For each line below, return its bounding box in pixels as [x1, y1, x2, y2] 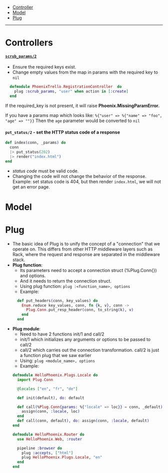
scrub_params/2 [5, 53, 37, 59]
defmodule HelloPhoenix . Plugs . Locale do [12, 372, 98, 378]
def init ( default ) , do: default [17, 395, 84, 400]
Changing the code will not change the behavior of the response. [12, 173, 146, 179]
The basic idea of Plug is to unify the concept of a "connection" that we [12, 240, 160, 246]
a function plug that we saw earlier [19, 352, 91, 358]
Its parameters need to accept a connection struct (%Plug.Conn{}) [19, 267, 157, 273]
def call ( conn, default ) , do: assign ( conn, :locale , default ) [17, 418, 149, 423]
